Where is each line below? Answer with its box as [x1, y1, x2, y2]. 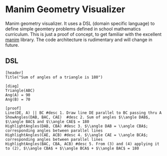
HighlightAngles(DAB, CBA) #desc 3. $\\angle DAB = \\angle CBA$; [5, 123, 148, 129]
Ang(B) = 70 [5, 97, 30, 102]
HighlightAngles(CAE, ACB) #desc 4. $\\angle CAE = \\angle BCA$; [5, 132, 148, 138]
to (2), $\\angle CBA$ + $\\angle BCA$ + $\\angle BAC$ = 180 [5, 146, 139, 151]
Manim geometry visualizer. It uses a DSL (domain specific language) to [5, 20, 155, 26]
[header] [5, 70, 24, 75]
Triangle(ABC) [5, 88, 35, 93]
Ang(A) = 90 [5, 92, 30, 98]
